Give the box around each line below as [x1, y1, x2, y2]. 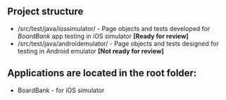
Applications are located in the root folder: [7, 67, 197, 80]
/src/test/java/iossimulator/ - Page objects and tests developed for [17, 24, 211, 32]
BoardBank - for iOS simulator [17, 86, 105, 94]
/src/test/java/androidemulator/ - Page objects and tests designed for [17, 39, 220, 48]
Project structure [7, 6, 84, 18]
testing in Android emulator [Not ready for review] [17, 46, 164, 55]
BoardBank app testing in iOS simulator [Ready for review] [17, 32, 189, 40]
